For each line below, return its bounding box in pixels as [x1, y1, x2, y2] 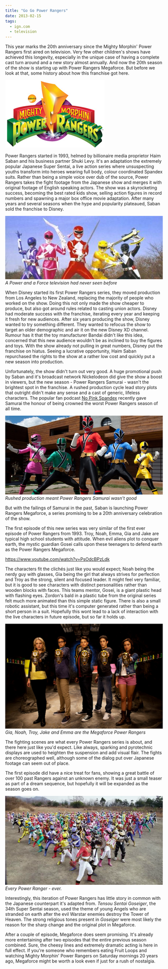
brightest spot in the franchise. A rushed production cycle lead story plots [5, 384, 157, 390]
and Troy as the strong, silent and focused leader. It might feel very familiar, [5, 576, 161, 582]
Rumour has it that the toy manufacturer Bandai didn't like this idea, [5, 332, 144, 338]
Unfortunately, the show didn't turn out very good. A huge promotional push [5, 368, 161, 374]
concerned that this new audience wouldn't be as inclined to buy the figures [5, 337, 162, 343]
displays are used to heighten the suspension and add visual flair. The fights [5, 750, 162, 756]
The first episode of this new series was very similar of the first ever [5, 525, 145, 531]
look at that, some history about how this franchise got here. [5, 70, 129, 76]
